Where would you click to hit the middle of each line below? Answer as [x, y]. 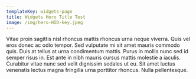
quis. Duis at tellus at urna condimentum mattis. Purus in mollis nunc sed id [97, 51]
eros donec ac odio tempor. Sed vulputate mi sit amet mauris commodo [93, 45]
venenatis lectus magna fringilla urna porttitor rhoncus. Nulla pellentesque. [97, 70]
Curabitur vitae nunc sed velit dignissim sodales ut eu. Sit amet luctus [91, 64]
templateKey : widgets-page [39, 11]
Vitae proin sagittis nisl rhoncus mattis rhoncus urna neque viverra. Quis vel [98, 39]
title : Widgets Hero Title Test [46, 17]
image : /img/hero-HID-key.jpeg [45, 22]
